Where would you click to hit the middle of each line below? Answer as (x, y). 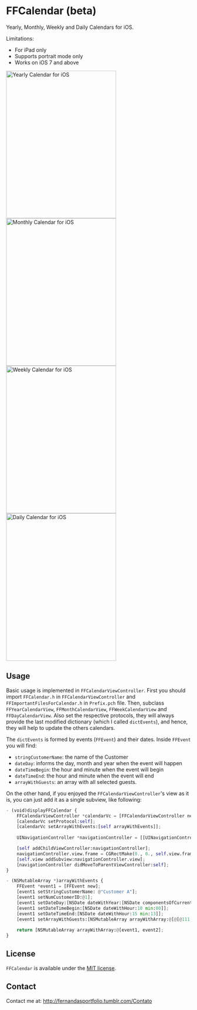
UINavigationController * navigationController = (77, 838)
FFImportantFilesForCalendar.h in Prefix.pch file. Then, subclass (85, 703)
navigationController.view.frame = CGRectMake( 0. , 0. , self (91, 854)
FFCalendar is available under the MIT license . (61, 968)
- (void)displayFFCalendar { (42, 810)
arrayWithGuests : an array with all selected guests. (76, 782)
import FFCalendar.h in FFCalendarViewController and (71, 696)
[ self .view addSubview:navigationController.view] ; (81, 859)
